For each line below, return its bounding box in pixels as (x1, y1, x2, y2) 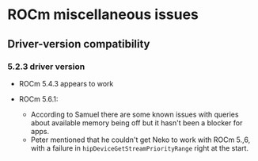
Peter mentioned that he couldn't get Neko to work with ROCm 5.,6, (30, 135, 251, 144)
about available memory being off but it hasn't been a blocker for (30, 117, 243, 128)
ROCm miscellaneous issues (7, 6, 199, 24)
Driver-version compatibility (7, 37, 151, 51)
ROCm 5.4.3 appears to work (18, 79, 114, 88)
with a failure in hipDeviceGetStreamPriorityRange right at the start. (30, 143, 249, 152)
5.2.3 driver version (7, 61, 85, 72)
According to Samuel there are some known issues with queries (30, 109, 239, 119)
